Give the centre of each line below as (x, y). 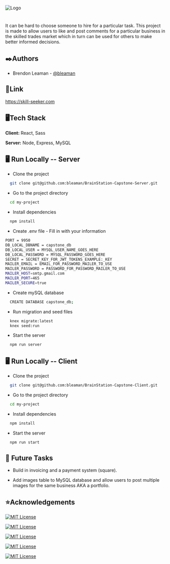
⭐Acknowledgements (40, 502)
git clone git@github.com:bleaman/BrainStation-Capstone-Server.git (84, 183)
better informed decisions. (33, 42)
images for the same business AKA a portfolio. (61, 486)
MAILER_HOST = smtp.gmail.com (35, 274)
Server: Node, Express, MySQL (38, 143)
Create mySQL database (38, 293)
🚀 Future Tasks (29, 458)
